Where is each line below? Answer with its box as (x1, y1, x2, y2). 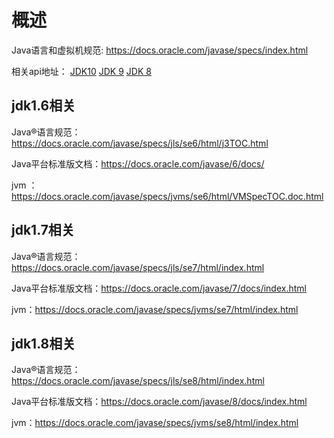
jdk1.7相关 (11, 222, 75, 239)
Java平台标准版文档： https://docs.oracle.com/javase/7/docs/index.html (11, 282, 307, 294)
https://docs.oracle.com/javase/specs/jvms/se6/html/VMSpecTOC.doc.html (11, 190, 324, 202)
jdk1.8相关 (11, 335, 76, 352)
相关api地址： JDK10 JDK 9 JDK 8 (11, 65, 152, 77)
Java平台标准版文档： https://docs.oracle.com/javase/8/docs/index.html (11, 396, 308, 408)
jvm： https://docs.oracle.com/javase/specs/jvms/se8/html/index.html (11, 417, 299, 429)
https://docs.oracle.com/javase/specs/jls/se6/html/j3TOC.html (11, 137, 269, 149)
